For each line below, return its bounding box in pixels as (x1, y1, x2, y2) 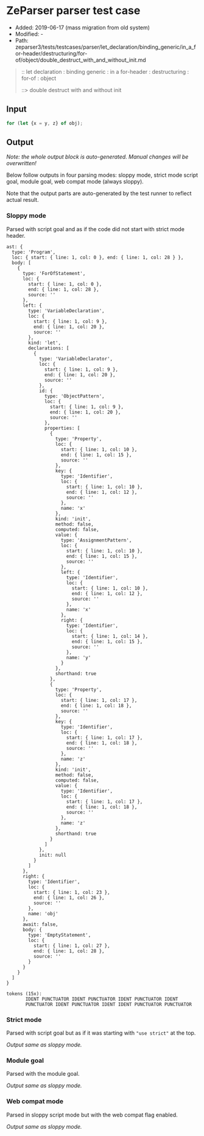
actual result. (6, 196, 39, 204)
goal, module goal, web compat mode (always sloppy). (6, 178, 144, 185)
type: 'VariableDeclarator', (38, 355, 113, 362)
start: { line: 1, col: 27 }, (33, 943, 111, 949)
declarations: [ (28, 345, 69, 351)
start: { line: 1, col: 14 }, (71, 633, 149, 639)
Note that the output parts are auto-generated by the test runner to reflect (6, 190, 192, 197)
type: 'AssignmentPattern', (60, 537, 132, 543)
